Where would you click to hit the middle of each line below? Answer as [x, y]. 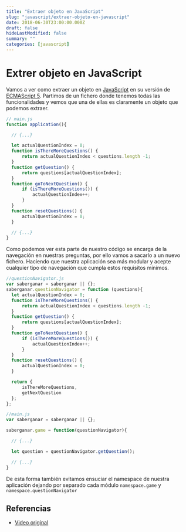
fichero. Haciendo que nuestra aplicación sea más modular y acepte [89, 262]
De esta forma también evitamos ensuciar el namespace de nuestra [88, 479]
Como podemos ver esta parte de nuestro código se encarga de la [87, 249]
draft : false [22, 28]
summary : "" [21, 39]
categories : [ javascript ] [38, 45]
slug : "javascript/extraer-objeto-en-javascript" [68, 17]
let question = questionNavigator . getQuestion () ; [73, 451]
